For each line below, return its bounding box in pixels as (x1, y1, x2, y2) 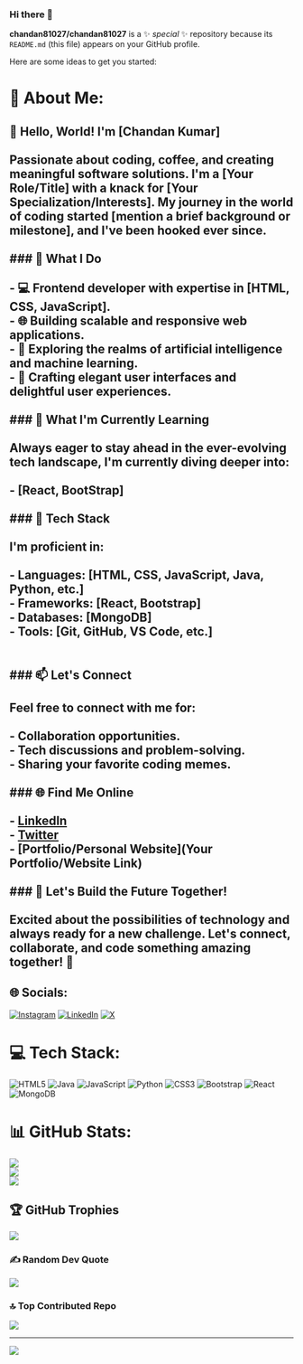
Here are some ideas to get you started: (9, 56, 158, 67)
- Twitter (9, 827, 60, 842)
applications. (9, 327, 85, 343)
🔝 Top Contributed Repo (9, 1299, 117, 1312)
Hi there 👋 (9, 8, 54, 21)
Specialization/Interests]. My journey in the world (9, 194, 294, 210)
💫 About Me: (9, 88, 105, 108)
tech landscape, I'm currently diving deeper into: (9, 454, 290, 469)
